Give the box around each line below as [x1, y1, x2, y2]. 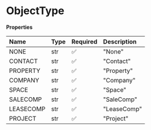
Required [71, 37, 98, 45]
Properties [6, 24, 33, 31]
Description [103, 37, 137, 45]
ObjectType [6, 4, 65, 18]
